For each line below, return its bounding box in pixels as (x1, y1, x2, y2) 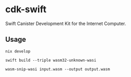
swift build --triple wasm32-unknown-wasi (5, 58, 96, 63)
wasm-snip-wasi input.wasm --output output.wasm (5, 66, 110, 72)
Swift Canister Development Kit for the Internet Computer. (5, 20, 126, 27)
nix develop (5, 48, 30, 54)
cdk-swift (5, 4, 47, 15)
